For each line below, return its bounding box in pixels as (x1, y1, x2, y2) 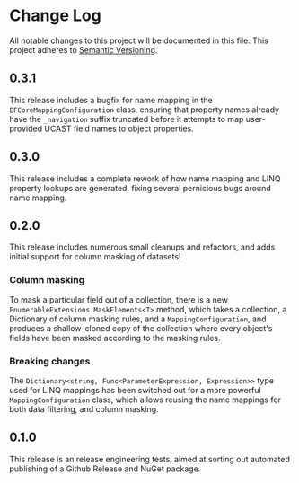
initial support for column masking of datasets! (9, 251, 181, 262)
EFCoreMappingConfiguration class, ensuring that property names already (9, 104, 280, 115)
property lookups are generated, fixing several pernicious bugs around (9, 182, 271, 193)
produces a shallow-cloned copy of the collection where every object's (9, 322, 273, 333)
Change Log (9, 5, 101, 26)
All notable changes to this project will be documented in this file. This (9, 35, 269, 46)
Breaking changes (9, 355, 91, 367)
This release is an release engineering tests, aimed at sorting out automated (9, 453, 290, 464)
